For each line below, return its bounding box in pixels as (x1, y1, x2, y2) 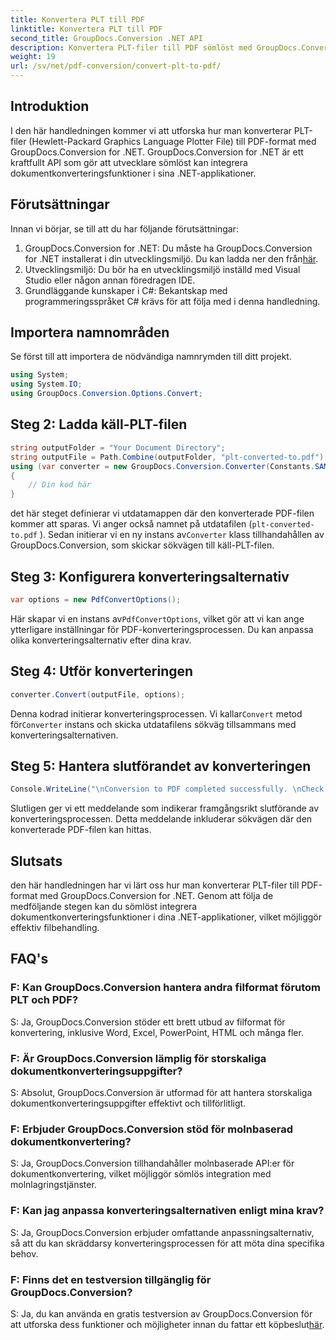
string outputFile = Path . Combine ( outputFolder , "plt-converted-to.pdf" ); (10, 452, 329, 462)
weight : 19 (10, 52, 56, 62)
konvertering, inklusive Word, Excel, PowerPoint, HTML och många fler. (10, 1026, 304, 1038)
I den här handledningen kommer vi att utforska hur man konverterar (10, 124, 292, 136)
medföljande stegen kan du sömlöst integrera (10, 901, 198, 912)
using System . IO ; (10, 379, 83, 390)
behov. (10, 1247, 39, 1260)
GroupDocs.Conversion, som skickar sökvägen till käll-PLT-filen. (10, 539, 275, 551)
